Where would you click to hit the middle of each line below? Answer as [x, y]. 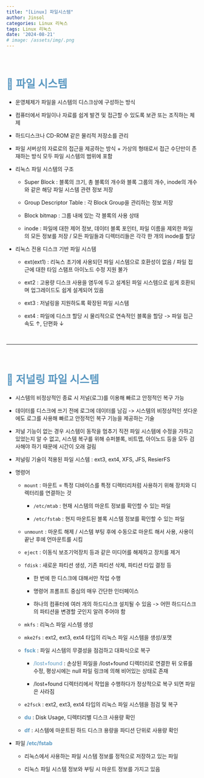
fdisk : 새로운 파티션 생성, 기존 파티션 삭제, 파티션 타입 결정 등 [98, 565]
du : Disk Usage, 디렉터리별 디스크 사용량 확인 [80, 717]
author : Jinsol [25, 18]
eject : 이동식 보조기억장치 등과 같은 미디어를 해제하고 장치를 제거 [102, 552]
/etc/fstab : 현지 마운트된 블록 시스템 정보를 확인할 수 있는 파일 [109, 519]
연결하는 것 [58, 492]
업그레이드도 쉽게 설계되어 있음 [67, 290]
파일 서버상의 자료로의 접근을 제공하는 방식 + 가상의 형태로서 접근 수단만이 [103, 148]
